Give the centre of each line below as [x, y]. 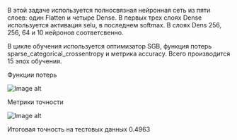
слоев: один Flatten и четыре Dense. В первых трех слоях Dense [105, 18]
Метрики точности [35, 102]
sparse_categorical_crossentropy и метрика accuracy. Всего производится [119, 53]
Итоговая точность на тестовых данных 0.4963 [79, 129]
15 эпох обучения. [35, 61]
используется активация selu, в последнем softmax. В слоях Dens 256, [115, 25]
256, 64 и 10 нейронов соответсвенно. [65, 32]
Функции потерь [32, 75]
